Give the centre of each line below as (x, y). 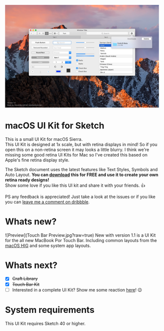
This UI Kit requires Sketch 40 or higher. (45, 323)
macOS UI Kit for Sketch (55, 125)
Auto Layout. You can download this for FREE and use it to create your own (82, 175)
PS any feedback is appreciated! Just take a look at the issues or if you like (80, 197)
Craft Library (25, 279)
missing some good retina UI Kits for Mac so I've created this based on (76, 154)
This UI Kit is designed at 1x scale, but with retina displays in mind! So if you (81, 144)
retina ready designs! (27, 180)
